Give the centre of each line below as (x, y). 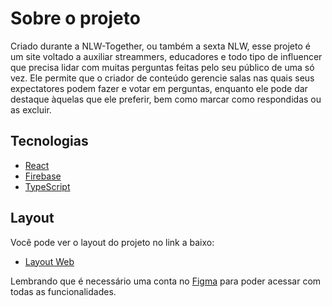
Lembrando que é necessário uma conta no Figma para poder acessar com (166, 281)
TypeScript (47, 186)
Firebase (43, 176)
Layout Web (49, 261)
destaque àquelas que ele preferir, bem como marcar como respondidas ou (166, 99)
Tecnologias (49, 141)
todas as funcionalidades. (63, 291)
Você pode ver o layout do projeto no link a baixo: (112, 242)
